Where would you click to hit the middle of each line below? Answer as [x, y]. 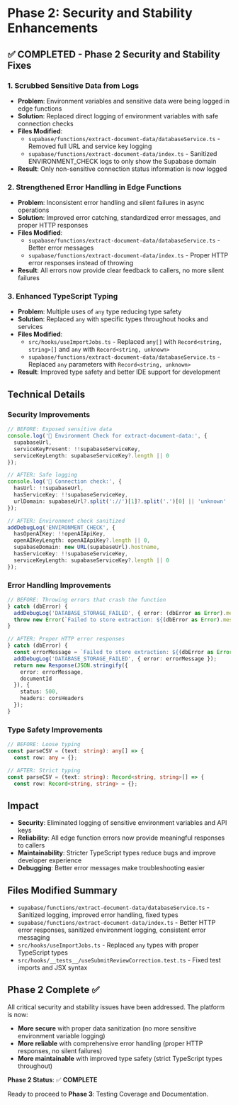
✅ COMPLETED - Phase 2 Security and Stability [114, 54]
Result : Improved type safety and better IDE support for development [119, 372]
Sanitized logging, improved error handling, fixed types [98, 915]
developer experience [50, 860]
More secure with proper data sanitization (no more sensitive [107, 1028]
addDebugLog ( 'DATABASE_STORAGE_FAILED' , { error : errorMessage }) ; [115, 659]
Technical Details [46, 394]
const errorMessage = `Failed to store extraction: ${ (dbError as [114, 653]
